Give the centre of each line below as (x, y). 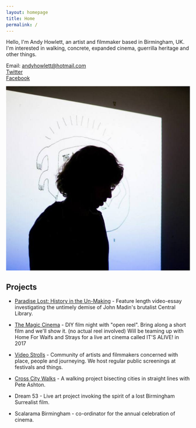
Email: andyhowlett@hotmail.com (46, 66)
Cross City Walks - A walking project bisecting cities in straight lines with (102, 379)
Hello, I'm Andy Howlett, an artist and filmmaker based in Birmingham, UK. (95, 42)
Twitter (15, 72)
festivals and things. (38, 367)
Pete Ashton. (30, 385)
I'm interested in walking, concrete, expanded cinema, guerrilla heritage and (98, 48)
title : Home (20, 18)
